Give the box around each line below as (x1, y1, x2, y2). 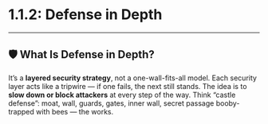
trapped (8, 107, 34, 116)
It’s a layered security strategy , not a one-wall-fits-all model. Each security (8, 73, 258, 83)
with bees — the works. (35, 107, 114, 116)
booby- (215, 98, 240, 108)
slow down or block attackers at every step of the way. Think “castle (8, 90, 236, 99)
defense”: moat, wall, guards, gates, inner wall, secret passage (8, 98, 215, 108)
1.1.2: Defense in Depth (8, 6, 163, 24)
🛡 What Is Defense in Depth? (8, 48, 156, 61)
